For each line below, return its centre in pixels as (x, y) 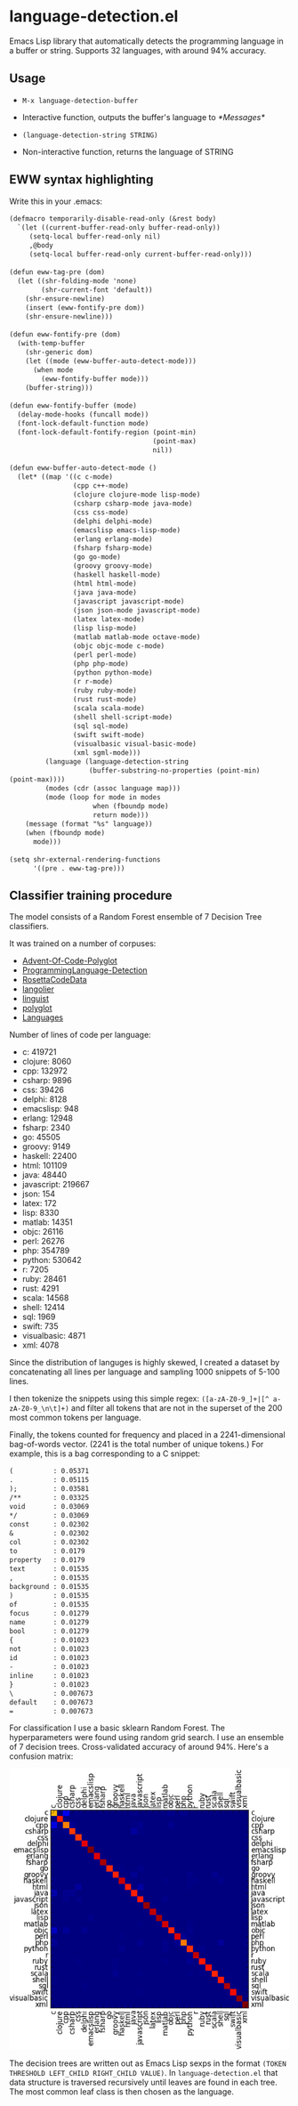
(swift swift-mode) (109, 735)
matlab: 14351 (47, 1222)
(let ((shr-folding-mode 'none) (77, 281)
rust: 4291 (40, 1289)
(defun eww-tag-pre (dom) (57, 272)
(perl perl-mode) (105, 655)
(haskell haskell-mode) (117, 575)
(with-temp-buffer (52, 343)
